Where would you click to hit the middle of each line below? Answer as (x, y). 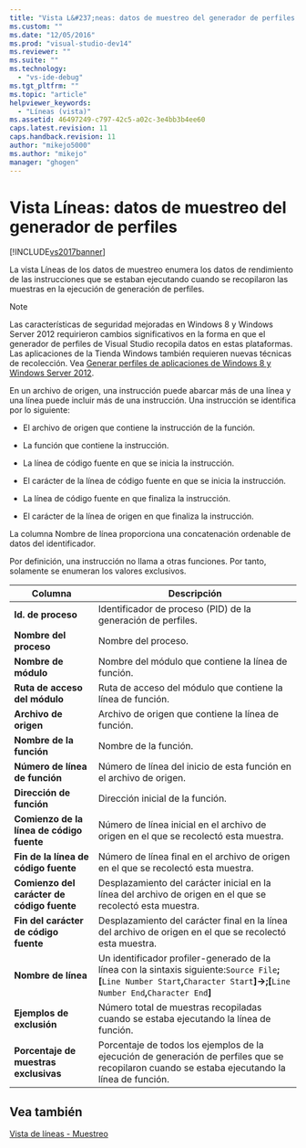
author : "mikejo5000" (51, 145)
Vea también (46, 1112)
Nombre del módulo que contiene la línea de (193, 661)
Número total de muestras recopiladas (180, 1007)
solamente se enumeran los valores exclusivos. (98, 571)
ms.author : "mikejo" (49, 153)
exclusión (36, 1025)
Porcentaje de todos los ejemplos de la (181, 1045)
